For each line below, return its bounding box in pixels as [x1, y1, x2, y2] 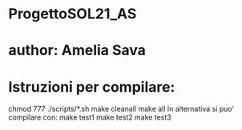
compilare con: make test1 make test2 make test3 [8, 112, 171, 122]
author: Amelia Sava [8, 41, 147, 60]
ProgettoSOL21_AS [8, 5, 137, 23]
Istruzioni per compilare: [8, 77, 175, 96]
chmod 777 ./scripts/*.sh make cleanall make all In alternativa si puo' [8, 104, 235, 114]
